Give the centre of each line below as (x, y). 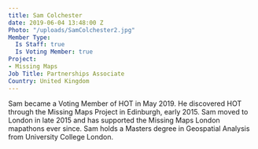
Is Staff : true (40, 45)
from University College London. (61, 136)
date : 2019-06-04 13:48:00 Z (56, 23)
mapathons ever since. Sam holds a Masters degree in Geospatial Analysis (129, 128)
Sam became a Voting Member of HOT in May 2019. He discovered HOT (125, 104)
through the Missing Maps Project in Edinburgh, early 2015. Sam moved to (128, 111)
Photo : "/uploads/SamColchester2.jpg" (72, 30)
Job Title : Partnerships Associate (66, 74)
